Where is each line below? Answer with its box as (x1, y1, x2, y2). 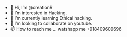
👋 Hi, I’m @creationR (10, 5, 53, 10)
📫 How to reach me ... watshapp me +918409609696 (10, 26, 122, 32)
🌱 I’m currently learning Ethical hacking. (10, 15, 92, 21)
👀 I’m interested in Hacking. (10, 10, 67, 16)
